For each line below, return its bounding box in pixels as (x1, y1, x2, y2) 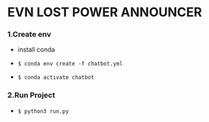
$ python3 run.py (17, 107, 69, 115)
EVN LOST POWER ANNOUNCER (7, 4, 203, 20)
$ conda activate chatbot (17, 74, 94, 81)
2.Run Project (7, 90, 55, 100)
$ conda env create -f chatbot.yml (17, 61, 123, 68)
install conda (17, 45, 55, 54)
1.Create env (7, 30, 52, 39)
